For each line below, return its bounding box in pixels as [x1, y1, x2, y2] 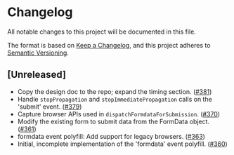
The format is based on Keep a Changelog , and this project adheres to [7, 41, 211, 49]
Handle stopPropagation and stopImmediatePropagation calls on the [17, 95, 212, 103]
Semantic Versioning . [7, 48, 69, 57]
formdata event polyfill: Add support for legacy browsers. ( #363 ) [17, 132, 206, 140]
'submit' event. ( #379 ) [17, 102, 82, 111]
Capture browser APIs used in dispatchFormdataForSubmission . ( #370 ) [17, 109, 220, 118]
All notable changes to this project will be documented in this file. [7, 27, 197, 36]
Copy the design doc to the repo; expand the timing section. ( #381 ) [17, 87, 212, 95]
